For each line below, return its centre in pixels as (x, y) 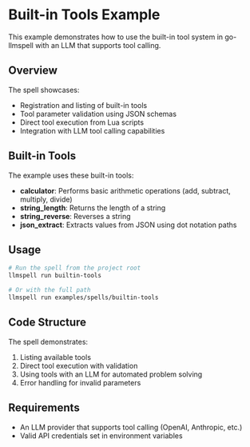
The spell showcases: (44, 90)
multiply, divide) (46, 199)
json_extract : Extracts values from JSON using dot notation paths (128, 225)
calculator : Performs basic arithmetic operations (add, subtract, (125, 190)
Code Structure (47, 323)
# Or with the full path (50, 290)
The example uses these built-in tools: (71, 175)
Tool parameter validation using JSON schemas (98, 114)
